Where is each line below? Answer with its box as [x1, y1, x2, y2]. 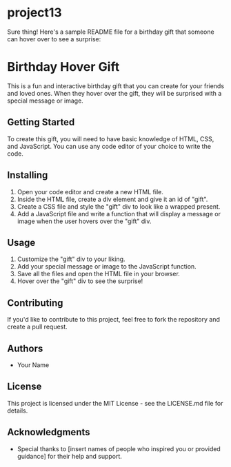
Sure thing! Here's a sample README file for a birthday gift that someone [7, 28, 215, 36]
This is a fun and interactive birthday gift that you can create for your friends [7, 81, 225, 90]
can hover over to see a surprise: [7, 34, 101, 43]
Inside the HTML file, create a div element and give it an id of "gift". [17, 195, 208, 203]
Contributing [7, 297, 63, 309]
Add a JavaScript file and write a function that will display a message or [17, 209, 221, 218]
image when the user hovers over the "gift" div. [17, 217, 152, 225]
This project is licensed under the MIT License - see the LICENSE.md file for [7, 399, 223, 407]
